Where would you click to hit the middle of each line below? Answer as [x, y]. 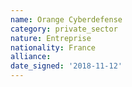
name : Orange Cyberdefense [66, 19]
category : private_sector [64, 29]
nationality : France [53, 47]
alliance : [31, 57]
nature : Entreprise [51, 38]
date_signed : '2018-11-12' [66, 66]
